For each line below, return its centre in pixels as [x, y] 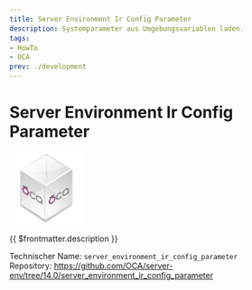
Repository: [31, 266]
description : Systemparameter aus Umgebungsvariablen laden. [127, 28]
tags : [19, 38]
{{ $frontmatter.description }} [64, 239]
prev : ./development [48, 67]
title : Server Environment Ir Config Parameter [101, 19]
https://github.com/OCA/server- [113, 266]
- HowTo [24, 48]
